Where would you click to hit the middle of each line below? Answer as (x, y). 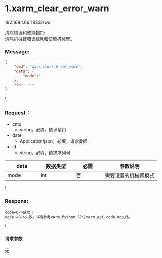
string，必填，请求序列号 (45, 152)
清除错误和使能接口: (25, 32)
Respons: (17, 201)
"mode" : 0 (32, 76)
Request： (18, 113)
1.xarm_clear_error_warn (57, 9)
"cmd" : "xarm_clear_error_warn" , (48, 67)
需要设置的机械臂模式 (130, 175)
